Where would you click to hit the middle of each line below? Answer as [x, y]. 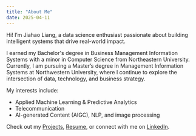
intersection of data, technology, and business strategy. [76, 79]
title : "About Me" [29, 12]
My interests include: [32, 90]
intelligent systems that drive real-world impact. [66, 41]
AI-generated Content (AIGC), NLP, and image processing [87, 115]
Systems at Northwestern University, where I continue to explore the [92, 72]
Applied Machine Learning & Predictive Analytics [76, 102]
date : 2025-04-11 [28, 18]
